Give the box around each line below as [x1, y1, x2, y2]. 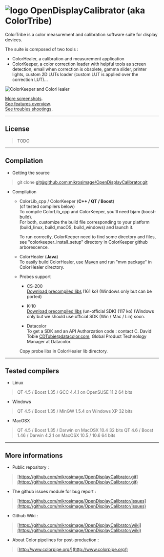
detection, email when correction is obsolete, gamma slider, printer [12, 66, 147, 72]
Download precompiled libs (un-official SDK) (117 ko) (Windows [26, 308, 154, 314]
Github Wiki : [12, 513, 38, 519]
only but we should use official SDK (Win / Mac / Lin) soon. [26, 313, 145, 319]
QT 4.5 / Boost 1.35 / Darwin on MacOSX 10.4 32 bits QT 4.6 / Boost [17, 427, 154, 433]
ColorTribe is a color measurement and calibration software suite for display [5, 31, 158, 37]
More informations [5, 451, 63, 459]
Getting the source [12, 170, 50, 176]
